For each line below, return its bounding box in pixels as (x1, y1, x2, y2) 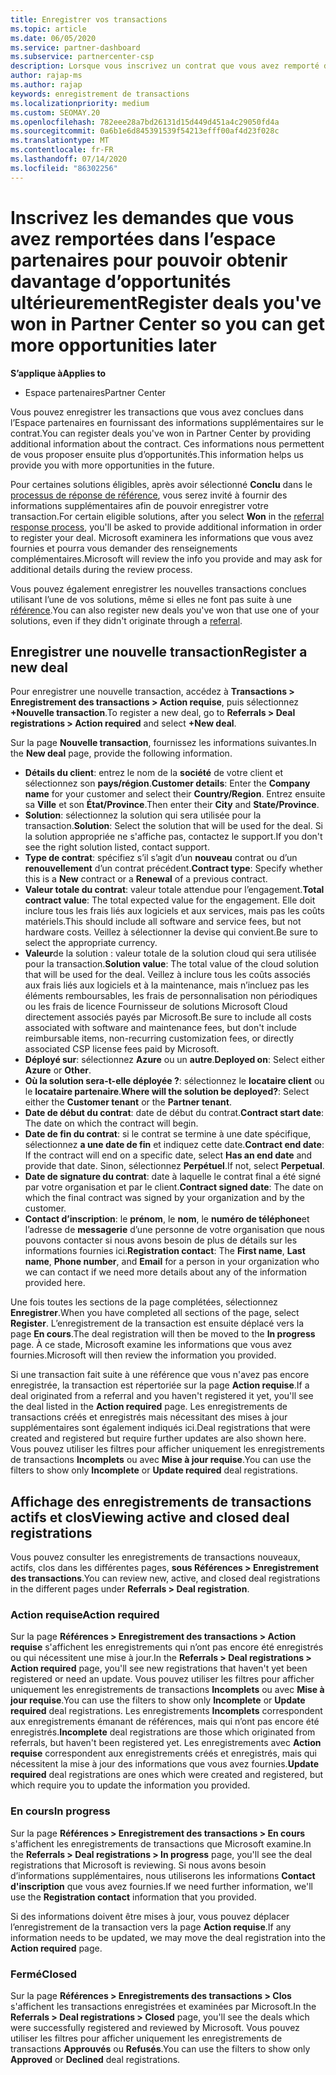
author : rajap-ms (10, 71, 83, 81)
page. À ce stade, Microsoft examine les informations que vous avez (10, 1339, 293, 1351)
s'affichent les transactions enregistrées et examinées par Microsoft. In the (10, 2001, 317, 2013)
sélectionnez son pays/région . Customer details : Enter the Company (24, 777, 311, 790)
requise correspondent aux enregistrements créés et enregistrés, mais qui (10, 1747, 317, 1760)
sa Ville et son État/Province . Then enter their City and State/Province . (24, 799, 320, 811)
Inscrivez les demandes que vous (10, 206, 295, 229)
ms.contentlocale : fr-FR (10, 145, 114, 155)
